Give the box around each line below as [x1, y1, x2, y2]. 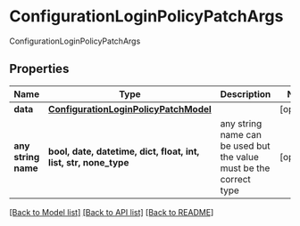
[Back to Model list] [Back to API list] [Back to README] [9, 206, 214, 217]
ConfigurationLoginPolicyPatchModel [47, 102, 212, 115]
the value [220, 150, 259, 163]
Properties [9, 61, 70, 77]
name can [220, 128, 262, 141]
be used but [220, 140, 271, 152]
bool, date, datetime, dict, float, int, [47, 145, 200, 157]
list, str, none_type [47, 156, 129, 168]
